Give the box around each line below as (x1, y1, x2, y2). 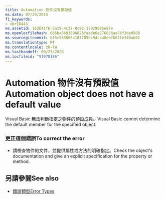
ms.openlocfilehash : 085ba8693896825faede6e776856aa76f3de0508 (5, 31, 140, 36)
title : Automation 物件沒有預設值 (5, 7, 72, 13)
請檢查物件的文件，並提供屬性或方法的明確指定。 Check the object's (12, 147, 153, 153)
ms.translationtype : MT (5, 40, 55, 45)
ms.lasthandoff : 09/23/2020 (5, 49, 64, 54)
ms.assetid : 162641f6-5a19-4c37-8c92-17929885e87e (5, 26, 113, 31)
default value (5, 99, 61, 110)
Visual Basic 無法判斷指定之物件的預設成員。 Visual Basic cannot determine (5, 116, 160, 122)
